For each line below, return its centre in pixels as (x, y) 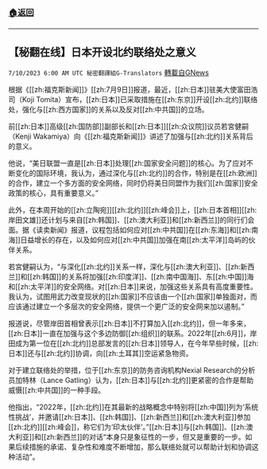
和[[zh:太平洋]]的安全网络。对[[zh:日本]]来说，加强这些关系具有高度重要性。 (133, 287)
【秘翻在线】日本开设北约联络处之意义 (102, 52)
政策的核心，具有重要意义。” (54, 193)
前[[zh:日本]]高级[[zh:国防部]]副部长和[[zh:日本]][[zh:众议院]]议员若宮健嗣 (128, 127)
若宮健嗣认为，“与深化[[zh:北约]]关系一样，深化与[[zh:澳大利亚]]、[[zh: (124, 267)
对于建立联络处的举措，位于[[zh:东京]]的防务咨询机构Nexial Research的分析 (132, 370)
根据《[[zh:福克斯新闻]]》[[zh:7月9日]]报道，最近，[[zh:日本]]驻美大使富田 (130, 90)
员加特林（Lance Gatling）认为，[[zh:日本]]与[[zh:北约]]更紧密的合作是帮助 (131, 381)
